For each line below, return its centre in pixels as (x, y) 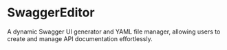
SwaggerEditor (51, 13)
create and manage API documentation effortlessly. (80, 38)
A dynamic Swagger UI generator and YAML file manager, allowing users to (114, 32)
